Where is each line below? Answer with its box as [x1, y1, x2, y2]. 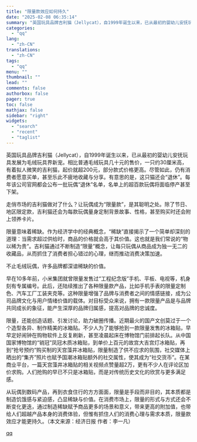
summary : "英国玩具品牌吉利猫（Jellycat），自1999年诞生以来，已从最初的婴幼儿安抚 [6, 19, 189, 25]
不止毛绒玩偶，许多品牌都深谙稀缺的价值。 [6, 262, 109, 270]
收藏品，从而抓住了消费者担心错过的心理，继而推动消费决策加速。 [6, 250, 165, 257]
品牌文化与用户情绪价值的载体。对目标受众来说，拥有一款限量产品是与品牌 [11, 297, 191, 304]
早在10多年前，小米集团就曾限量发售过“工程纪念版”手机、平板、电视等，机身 [6, 275, 191, 282]
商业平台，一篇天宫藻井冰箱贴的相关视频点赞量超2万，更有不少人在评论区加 [6, 361, 189, 368]
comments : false [6, 85, 46, 91]
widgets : [6, 118, 28, 124]
